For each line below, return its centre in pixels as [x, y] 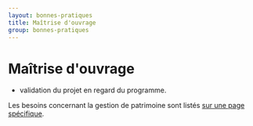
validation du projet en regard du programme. [93, 90]
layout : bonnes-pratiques [50, 15]
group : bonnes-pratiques [49, 30]
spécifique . [26, 113]
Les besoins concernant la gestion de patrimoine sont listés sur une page [127, 106]
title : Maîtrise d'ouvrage [52, 23]
